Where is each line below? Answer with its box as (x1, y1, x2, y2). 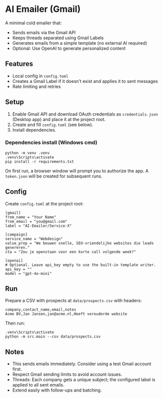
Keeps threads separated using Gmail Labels (12, 35, 104, 41)
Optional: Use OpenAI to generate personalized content (12, 45, 126, 51)
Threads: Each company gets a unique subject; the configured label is (12, 377, 156, 383)
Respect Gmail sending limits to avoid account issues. (12, 371, 122, 378)
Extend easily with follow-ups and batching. (12, 387, 102, 393)
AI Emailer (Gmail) (5, 3, 81, 15)
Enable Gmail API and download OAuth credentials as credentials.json (12, 111, 158, 117)
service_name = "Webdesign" (5, 236, 63, 241)
